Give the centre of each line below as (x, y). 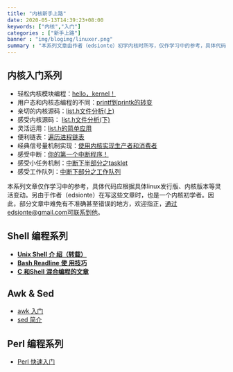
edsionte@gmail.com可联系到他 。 (55, 212)
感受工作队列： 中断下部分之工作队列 (69, 171)
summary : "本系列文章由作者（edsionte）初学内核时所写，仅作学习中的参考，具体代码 (117, 46)
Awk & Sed (31, 294)
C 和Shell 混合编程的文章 (53, 272)
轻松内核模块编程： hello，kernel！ (67, 94)
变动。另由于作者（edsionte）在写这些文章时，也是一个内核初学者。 (110, 195)
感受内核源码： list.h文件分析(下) (64, 119)
